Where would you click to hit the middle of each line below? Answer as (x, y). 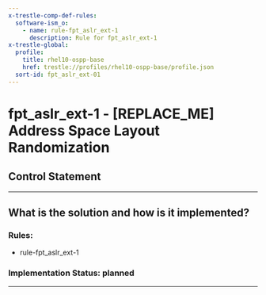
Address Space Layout (84, 130)
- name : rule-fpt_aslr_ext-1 (70, 30)
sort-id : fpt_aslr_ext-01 (58, 75)
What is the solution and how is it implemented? (129, 213)
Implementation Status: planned (71, 273)
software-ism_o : (42, 23)
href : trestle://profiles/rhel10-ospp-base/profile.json (118, 67)
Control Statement (55, 176)
